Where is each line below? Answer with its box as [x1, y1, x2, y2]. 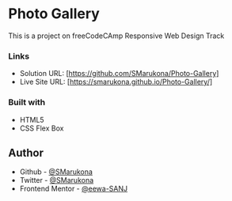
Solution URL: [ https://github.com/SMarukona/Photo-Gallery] [19, 69, 219, 78]
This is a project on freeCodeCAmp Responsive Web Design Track [8, 31, 225, 40]
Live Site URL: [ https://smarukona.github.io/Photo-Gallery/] [19, 77, 213, 87]
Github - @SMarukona [19, 167, 93, 176]
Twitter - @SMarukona [19, 176, 94, 185]
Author [8, 146, 44, 159]
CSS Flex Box [19, 123, 64, 133]
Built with [8, 97, 46, 108]
